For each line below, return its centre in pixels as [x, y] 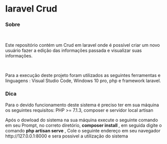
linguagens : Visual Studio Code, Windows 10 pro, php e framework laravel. [83, 81]
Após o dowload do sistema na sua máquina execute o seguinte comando [82, 120]
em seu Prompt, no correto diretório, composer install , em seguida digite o [83, 125]
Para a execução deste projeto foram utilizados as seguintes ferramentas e [83, 76]
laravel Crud [31, 9]
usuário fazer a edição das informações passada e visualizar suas [73, 50]
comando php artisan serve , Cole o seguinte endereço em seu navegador [83, 130]
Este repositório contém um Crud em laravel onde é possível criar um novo [82, 45]
